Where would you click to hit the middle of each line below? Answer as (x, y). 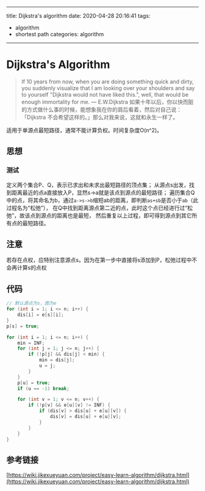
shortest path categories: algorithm (59, 34)
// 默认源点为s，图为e (31, 304)
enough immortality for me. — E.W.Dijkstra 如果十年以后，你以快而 (105, 102)
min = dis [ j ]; (57, 360)
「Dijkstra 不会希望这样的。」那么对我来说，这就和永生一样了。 (100, 117)
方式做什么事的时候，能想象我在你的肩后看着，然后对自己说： (104, 109)
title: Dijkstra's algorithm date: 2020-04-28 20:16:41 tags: (78, 16)
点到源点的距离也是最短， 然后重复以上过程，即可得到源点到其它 (111, 216)
